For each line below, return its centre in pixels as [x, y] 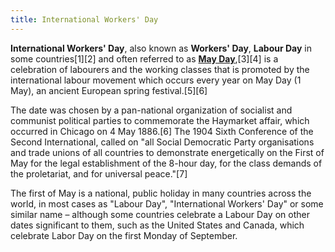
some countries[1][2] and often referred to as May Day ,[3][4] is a [144, 58]
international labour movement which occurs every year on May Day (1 [156, 80]
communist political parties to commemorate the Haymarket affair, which [160, 120]
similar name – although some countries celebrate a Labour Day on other [160, 214]
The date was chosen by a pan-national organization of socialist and [151, 110]
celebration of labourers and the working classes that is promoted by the [160, 69]
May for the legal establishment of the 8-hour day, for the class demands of [166, 163]
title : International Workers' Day [84, 19]
